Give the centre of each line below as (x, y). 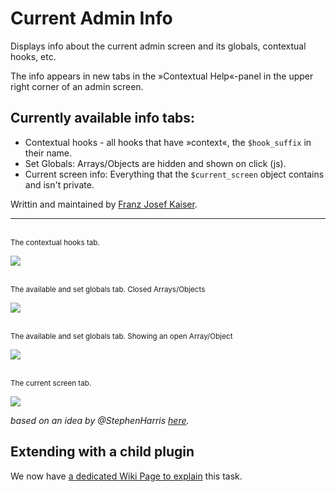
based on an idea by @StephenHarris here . (100, 420)
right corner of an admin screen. (77, 86)
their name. (48, 153)
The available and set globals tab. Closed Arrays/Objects (108, 289)
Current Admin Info (91, 18)
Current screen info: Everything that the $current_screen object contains (174, 174)
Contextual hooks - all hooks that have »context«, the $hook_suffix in (168, 142)
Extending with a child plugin (102, 452)
